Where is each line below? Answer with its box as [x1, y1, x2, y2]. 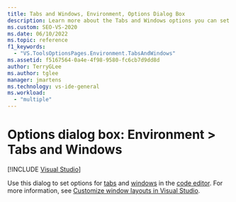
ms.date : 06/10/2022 [7, 30, 69, 38]
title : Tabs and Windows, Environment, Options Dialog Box [7, 10, 186, 18]
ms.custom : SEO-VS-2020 [7, 23, 78, 30]
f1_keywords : [7, 43, 46, 50]
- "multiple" [13, 96, 52, 103]
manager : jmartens [7, 76, 62, 84]
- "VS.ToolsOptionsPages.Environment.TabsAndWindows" [13, 50, 176, 57]
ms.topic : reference [7, 37, 69, 44]
